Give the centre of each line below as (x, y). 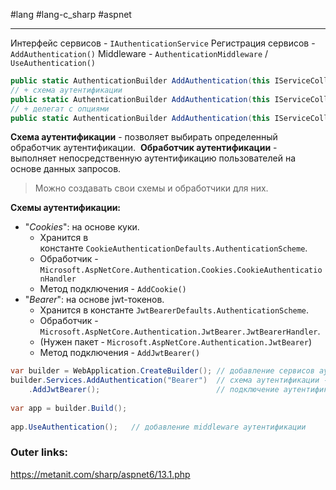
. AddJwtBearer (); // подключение (154, 390)
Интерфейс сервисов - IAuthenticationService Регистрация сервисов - (163, 43)
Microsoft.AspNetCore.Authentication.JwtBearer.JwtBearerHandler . (180, 331)
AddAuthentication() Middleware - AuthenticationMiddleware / (139, 53)
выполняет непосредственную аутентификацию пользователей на (153, 158)
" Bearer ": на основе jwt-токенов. (94, 300)
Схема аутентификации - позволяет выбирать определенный (144, 137)
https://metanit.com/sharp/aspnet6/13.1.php (100, 474)
